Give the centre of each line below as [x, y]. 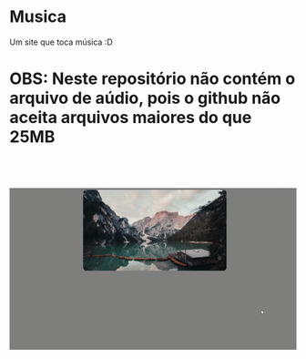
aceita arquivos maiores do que [131, 118]
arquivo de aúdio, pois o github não [145, 98]
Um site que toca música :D [61, 42]
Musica [38, 17]
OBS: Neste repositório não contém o [153, 79]
